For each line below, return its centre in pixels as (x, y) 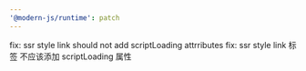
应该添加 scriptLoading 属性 (79, 56)
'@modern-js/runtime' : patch (65, 18)
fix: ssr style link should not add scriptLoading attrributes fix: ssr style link (148, 45)
